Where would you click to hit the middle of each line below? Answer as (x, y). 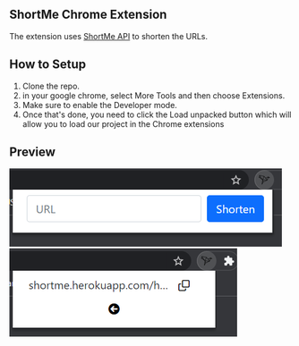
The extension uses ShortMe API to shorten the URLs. (109, 36)
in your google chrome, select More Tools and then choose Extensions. (154, 95)
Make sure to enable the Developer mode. (99, 105)
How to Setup (48, 65)
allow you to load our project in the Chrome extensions (123, 123)
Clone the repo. (51, 86)
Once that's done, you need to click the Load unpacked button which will (157, 114)
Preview (33, 152)
